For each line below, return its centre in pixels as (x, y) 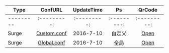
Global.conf (51, 43)
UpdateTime (88, 10)
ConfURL (52, 10)
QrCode (148, 10)
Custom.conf (51, 33)
